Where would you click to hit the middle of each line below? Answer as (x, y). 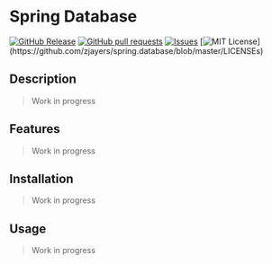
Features (35, 129)
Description (43, 79)
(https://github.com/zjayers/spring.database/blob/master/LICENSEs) (136, 50)
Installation (41, 178)
